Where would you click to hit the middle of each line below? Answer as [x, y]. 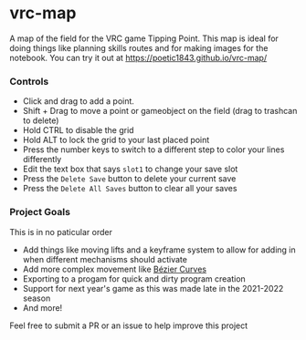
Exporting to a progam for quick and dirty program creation [134, 278]
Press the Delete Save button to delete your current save [129, 179]
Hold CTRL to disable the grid [78, 130]
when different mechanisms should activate [105, 259]
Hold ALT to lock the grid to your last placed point [116, 140]
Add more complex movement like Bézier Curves [115, 269]
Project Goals [40, 212]
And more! [42, 307]
